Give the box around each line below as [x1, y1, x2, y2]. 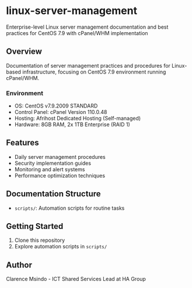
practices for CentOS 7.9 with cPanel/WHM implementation [6, 29, 148, 36]
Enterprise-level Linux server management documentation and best [6, 23, 169, 30]
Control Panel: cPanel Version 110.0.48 [14, 109, 107, 116]
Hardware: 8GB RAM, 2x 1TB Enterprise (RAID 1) [14, 121, 130, 128]
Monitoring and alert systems [14, 165, 85, 173]
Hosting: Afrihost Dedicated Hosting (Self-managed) [14, 115, 141, 122]
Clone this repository [14, 237, 65, 244]
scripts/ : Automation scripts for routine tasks [14, 204, 125, 211]
